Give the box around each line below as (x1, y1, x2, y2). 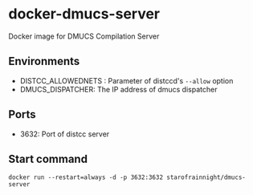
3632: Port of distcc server (19, 129, 110, 139)
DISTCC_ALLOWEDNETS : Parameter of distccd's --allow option (19, 75, 234, 85)
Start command (8, 152, 88, 165)
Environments (8, 55, 80, 68)
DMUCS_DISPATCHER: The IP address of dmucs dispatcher (19, 84, 218, 94)
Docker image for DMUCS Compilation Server (8, 31, 160, 41)
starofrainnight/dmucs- (165, 173, 247, 181)
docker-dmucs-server (8, 5, 161, 23)
